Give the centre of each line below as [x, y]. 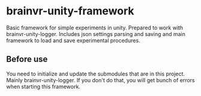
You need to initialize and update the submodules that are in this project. [95, 74]
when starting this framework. [43, 86]
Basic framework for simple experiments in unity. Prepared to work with [95, 28]
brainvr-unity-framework [70, 11]
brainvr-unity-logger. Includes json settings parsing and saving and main [96, 34]
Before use [27, 59]
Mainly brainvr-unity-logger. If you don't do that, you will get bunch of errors [100, 80]
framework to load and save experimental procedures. [73, 40]
